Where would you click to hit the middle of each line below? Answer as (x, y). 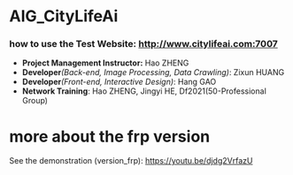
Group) (35, 101)
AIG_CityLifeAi (64, 16)
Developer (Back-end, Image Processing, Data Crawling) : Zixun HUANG (153, 72)
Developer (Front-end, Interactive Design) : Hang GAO (119, 82)
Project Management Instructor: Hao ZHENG (105, 63)
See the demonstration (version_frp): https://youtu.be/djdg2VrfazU (131, 161)
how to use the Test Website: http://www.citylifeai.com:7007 (144, 44)
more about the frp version (110, 137)
